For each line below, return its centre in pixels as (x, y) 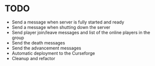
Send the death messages (38, 43)
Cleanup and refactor (33, 58)
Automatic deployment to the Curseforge (53, 53)
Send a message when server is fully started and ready (68, 22)
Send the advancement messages (46, 48)
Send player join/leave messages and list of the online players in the (81, 32)
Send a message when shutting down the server (61, 27)
